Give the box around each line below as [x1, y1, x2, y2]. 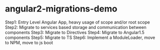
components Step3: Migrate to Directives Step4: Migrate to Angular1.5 [5, 29, 145, 35]
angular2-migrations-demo [5, 3, 117, 14]
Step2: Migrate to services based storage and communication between [5, 24, 146, 30]
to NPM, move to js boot [5, 39, 53, 45]
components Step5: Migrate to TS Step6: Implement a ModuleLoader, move [5, 35, 156, 40]
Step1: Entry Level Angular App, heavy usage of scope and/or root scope [5, 19, 150, 25]
